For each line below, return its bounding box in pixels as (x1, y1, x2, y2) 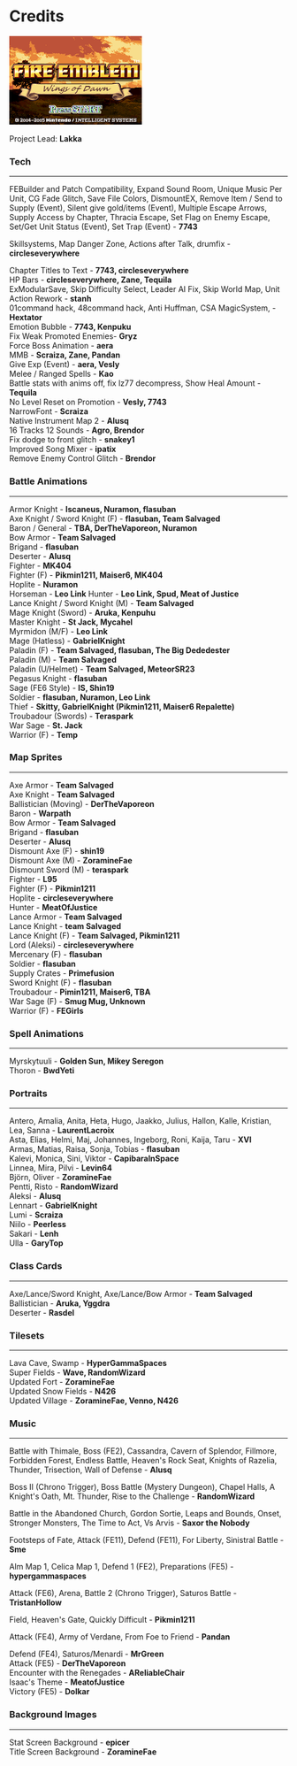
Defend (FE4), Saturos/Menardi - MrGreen (9, 1648, 164, 1660)
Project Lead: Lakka (9, 133, 82, 143)
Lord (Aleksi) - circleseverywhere (9, 940, 134, 950)
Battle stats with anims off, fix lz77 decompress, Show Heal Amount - (9, 378, 262, 388)
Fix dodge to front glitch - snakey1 (9, 434, 135, 445)
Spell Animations (9, 1027, 84, 1040)
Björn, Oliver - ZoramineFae (9, 1172, 112, 1183)
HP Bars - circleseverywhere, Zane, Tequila (9, 274, 172, 285)
